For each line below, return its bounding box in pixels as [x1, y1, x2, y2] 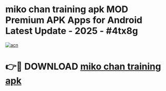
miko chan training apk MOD [5, 4, 129, 15]
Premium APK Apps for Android [5, 14, 142, 26]
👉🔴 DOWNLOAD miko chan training [5, 61, 161, 72]
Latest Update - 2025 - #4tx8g [5, 25, 138, 37]
